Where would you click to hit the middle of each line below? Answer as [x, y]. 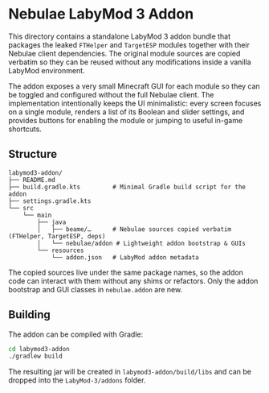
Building [29, 315]
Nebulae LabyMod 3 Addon [101, 14]
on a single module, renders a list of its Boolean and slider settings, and [126, 112]
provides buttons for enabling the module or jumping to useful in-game [126, 120]
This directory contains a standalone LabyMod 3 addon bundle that [120, 36]
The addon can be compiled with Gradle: [75, 334]
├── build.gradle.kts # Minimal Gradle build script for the [127, 187]
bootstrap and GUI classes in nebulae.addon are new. [96, 289]
